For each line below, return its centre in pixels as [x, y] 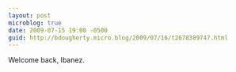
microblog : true [35, 23]
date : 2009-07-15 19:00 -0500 [58, 30]
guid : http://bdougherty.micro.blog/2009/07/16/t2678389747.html [118, 38]
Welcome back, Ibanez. [46, 60]
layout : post [30, 15]
